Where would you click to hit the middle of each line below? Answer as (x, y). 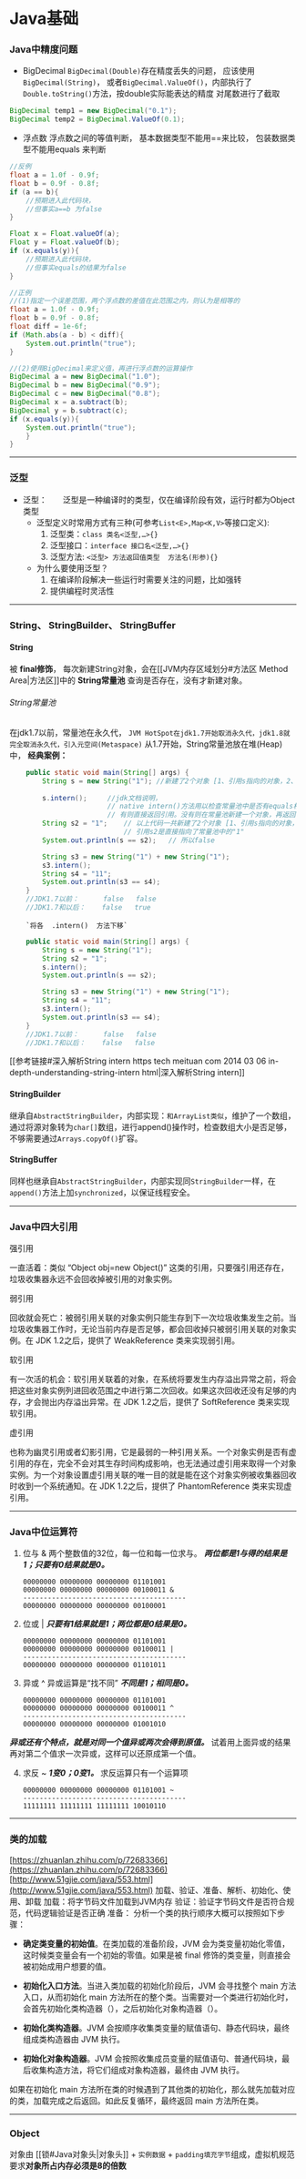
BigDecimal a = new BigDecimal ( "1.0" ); (85, 377)
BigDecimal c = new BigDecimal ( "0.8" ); (85, 394)
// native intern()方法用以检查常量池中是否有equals (200, 807)
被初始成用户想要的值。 (66, 1966)
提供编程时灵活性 (82, 591)
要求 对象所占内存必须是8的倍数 (68, 2166)
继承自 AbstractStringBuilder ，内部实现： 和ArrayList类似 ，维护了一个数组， (153, 1115)
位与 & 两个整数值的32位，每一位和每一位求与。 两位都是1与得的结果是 (155, 1553)
